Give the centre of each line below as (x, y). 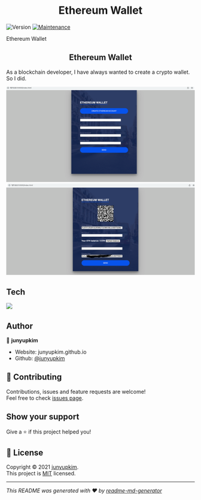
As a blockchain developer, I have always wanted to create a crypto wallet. (98, 72)
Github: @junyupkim (40, 358)
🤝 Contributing (34, 377)
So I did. (16, 78)
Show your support (43, 417)
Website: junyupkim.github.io (51, 352)
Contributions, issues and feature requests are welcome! (76, 391)
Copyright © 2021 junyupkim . (42, 467)
